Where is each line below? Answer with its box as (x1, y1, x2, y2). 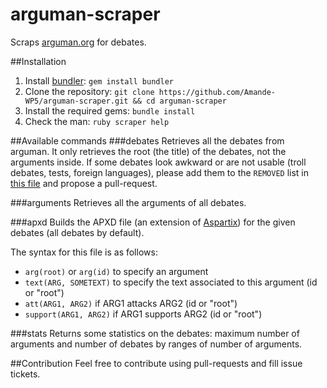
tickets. (10, 368, 41, 380)
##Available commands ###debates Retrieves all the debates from (10, 134, 285, 147)
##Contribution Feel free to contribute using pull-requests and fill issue (10, 357, 303, 369)
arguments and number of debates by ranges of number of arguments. (10, 338, 303, 350)
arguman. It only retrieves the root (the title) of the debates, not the (10, 145, 287, 157)
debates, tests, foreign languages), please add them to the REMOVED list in (10, 166, 310, 178)
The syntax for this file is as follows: (10, 246, 158, 258)
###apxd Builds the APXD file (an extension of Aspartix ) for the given (10, 216, 296, 228)
